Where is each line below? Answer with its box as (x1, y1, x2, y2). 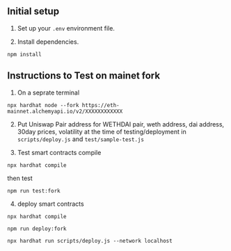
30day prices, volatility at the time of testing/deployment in (17, 127, 186, 136)
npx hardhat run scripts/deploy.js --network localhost (7, 237, 173, 244)
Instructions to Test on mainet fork (7, 70, 161, 82)
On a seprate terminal (17, 88, 80, 97)
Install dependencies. (17, 38, 79, 46)
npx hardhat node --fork (7, 102, 79, 108)
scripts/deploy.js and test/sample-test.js (17, 135, 145, 143)
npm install (7, 51, 42, 58)
